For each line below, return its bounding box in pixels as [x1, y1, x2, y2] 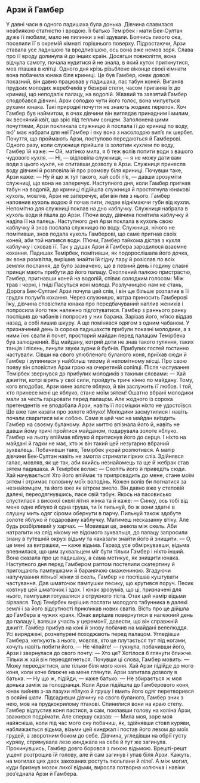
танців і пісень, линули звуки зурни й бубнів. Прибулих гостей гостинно [6, 344, 189, 351]
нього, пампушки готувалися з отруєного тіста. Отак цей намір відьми [6, 592, 186, 600]
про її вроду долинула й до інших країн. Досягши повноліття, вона [6, 52, 177, 59]
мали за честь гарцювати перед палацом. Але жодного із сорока [6, 395, 173, 402]
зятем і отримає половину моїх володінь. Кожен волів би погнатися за [6, 478, 187, 485]
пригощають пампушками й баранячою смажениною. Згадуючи [6, 567, 171, 574]
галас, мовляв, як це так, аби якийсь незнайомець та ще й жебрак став [6, 458, 189, 466]
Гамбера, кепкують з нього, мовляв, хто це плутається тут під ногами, [6, 637, 187, 644]
